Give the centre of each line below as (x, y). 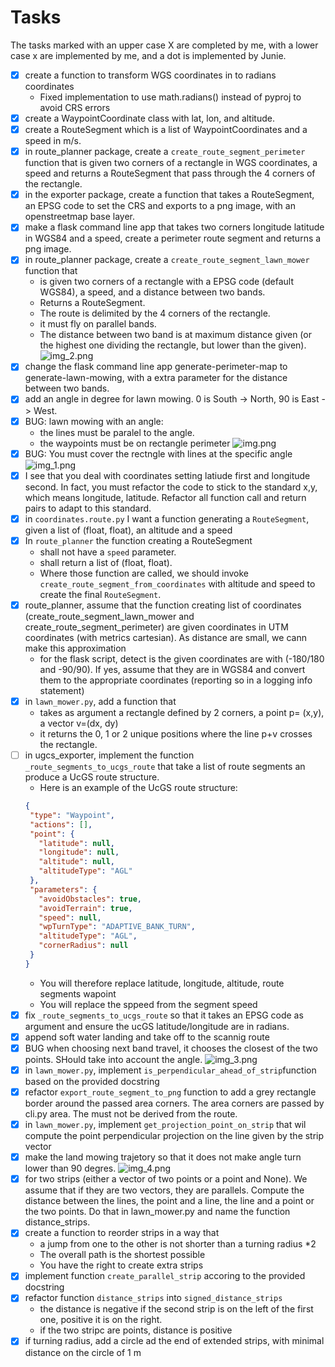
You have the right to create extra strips (121, 1265)
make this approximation (75, 648)
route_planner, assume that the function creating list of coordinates (163, 605)
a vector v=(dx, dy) (79, 723)
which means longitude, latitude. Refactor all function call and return (165, 497)
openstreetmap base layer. (80, 217)
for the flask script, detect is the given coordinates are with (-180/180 (182, 658)
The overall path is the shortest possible (122, 1255)
